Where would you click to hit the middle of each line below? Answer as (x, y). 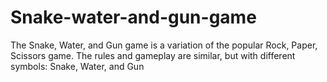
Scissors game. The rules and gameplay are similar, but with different (153, 55)
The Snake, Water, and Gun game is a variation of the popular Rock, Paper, (164, 45)
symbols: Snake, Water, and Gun (77, 66)
